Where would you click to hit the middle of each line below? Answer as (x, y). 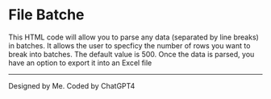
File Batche (46, 15)
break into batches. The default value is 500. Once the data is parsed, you (131, 54)
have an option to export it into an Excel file (80, 63)
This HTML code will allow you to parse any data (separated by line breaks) (134, 37)
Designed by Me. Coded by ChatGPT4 (72, 85)
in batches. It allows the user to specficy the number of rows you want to (129, 45)
